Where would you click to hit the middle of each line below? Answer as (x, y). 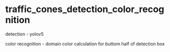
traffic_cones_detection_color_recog (85, 9)
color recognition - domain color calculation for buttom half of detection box (85, 43)
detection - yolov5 (24, 34)
